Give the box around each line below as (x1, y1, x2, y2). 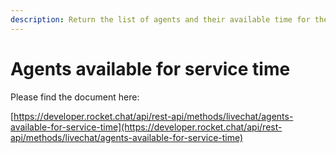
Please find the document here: (10, 91, 140, 103)
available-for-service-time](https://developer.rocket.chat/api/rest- (10, 121, 283, 133)
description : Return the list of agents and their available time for (10, 14, 311, 25)
